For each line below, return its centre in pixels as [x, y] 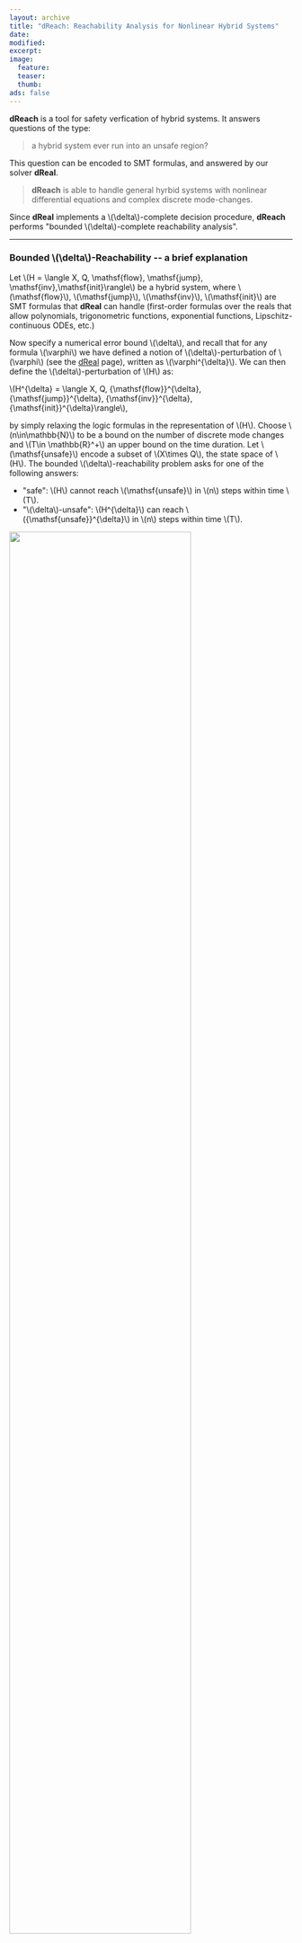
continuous [30, 325]
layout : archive [40, 18]
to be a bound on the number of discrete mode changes [181, 435]
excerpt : [26, 51]
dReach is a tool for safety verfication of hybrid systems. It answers [135, 119]
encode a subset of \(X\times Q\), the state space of [177, 454]
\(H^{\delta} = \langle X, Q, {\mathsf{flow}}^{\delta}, [106, 388]
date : [19, 34]
